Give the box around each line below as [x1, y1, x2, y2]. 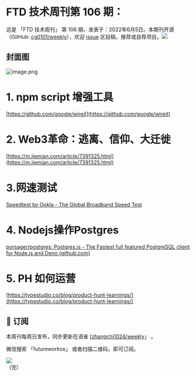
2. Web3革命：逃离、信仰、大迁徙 [6, 133, 171, 146]
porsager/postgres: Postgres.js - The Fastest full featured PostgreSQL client [6, 243, 190, 250]
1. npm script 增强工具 [6, 90, 114, 103]
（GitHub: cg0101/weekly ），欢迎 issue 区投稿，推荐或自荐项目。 [6, 33, 163, 40]
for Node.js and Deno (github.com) [6, 249, 90, 256]
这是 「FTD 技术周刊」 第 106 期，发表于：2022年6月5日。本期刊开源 [6, 26, 174, 33]
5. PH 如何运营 [6, 271, 76, 285]
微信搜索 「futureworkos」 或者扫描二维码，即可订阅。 [6, 345, 139, 352]
